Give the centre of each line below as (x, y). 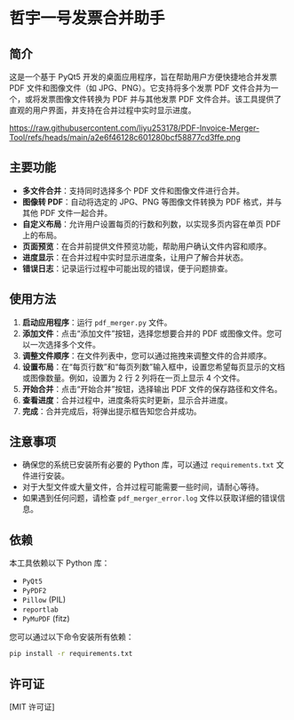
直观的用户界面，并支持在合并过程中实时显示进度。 (103, 110)
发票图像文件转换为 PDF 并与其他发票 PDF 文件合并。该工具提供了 (161, 99)
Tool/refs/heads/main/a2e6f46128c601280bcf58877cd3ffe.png (125, 137)
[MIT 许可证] (32, 707)
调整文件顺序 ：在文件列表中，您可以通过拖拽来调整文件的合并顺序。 (147, 356)
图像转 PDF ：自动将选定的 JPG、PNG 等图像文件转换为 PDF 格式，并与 (152, 202)
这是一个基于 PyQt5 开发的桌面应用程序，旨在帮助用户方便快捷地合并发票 (143, 77)
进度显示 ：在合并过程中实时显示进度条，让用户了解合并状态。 (135, 257)
